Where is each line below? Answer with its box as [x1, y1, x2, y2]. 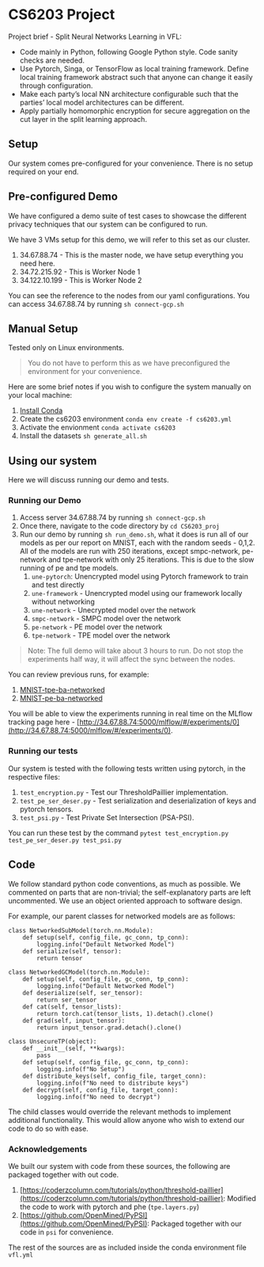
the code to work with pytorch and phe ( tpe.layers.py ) [19, 1202, 200, 1212]
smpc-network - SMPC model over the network [31, 614, 182, 624]
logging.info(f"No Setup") [36, 1065, 126, 1073]
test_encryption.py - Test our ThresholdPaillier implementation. [19, 787, 228, 797]
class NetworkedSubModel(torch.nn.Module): [8, 926, 154, 934]
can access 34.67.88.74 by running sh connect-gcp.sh [8, 299, 184, 308]
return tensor [36, 954, 83, 962]
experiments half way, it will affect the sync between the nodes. [27, 654, 236, 664]
